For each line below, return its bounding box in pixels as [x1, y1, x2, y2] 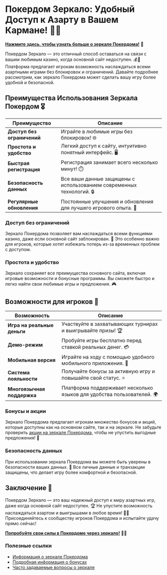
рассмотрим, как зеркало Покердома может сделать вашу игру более [5, 74, 156, 80]
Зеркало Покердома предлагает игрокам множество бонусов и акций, [5, 419, 157, 425]
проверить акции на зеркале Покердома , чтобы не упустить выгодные [5, 430, 156, 435]
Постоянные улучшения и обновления [61, 198, 154, 205]
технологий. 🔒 [61, 188, 94, 195]
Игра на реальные [7, 321, 54, 328]
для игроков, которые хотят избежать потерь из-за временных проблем [5, 241, 160, 247]
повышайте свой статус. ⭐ [61, 375, 126, 382]
